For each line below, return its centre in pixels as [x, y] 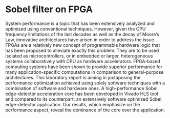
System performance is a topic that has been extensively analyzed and [80, 23]
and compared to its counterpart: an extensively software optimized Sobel [83, 99]
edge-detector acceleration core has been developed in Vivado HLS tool [82, 94]
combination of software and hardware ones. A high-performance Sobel [81, 88]
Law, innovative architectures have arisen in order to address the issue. [80, 40]
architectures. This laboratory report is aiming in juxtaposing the [73, 77]
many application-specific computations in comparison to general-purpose [84, 72]
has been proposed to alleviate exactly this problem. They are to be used [82, 50]
